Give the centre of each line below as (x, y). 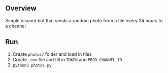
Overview (21, 8)
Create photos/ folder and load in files (52, 54)
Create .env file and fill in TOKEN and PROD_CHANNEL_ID (67, 59)
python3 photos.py (32, 65)
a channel (16, 26)
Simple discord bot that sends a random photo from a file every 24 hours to (84, 20)
